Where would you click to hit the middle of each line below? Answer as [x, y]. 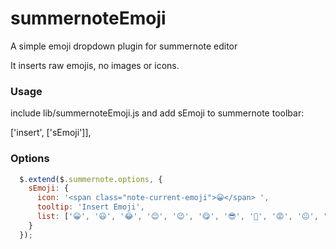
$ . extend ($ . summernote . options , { [91, 179]
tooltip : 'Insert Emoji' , [90, 207]
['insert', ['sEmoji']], [51, 133]
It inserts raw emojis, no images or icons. [95, 65]
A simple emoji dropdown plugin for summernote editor [124, 46]
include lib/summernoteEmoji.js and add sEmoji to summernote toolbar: [157, 113]
